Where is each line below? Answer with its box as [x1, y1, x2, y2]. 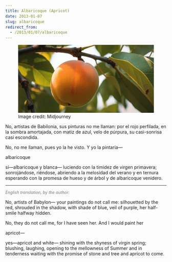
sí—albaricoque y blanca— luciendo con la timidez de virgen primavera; [5, 164, 157, 170]
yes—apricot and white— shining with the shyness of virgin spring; [5, 240, 147, 246]
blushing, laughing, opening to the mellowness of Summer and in [5, 245, 142, 251]
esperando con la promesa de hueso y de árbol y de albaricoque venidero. [5, 175, 163, 182]
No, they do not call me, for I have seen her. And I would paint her [5, 220, 144, 226]
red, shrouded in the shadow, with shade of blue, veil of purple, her [5, 205, 147, 211]
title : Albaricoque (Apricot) [5, 8, 70, 13]
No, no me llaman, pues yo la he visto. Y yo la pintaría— [5, 144, 123, 151]
